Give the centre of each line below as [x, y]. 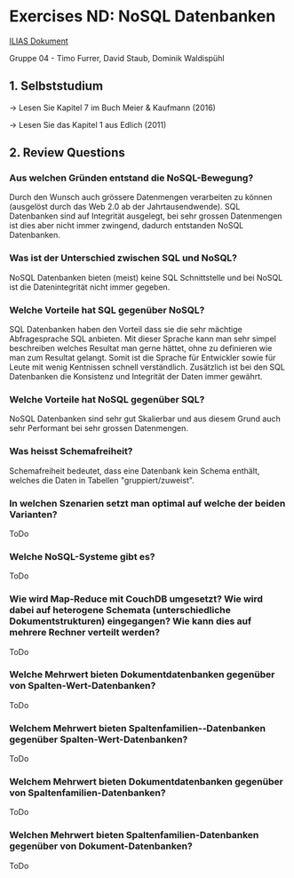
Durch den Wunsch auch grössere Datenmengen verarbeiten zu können [141, 197]
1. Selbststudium [56, 86]
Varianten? [33, 515]
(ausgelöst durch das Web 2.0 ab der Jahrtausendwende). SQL [125, 207]
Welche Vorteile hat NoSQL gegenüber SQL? [107, 399]
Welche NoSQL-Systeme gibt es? [82, 556]
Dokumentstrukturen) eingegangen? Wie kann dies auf [130, 621]
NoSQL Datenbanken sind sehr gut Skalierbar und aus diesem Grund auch [145, 419]
